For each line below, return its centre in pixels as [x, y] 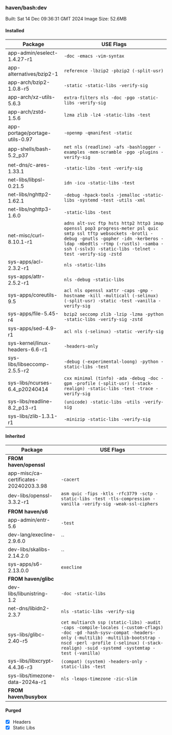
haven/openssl [26, 464]
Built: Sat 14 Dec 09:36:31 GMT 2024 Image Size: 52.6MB [66, 19]
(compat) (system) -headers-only [102, 661]
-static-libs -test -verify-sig [103, 168]
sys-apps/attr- [26, 276]
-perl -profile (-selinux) [107, 643]
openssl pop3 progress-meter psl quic [111, 228]
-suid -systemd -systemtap [117, 648]
